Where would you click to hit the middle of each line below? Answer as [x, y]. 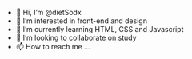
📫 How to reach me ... [53, 47]
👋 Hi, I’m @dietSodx [48, 12]
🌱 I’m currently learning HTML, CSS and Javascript [100, 29]
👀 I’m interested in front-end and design [82, 21]
